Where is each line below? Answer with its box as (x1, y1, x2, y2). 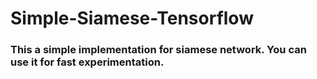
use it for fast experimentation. (10, 55, 165, 69)
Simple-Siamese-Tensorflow (10, 7, 254, 30)
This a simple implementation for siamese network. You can (10, 43, 307, 57)
